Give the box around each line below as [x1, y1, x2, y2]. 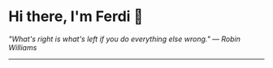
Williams [8, 42, 37, 52]
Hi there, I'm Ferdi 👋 [8, 7, 144, 26]
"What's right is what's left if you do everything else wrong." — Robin [8, 34, 241, 44]
